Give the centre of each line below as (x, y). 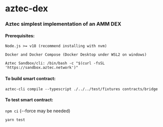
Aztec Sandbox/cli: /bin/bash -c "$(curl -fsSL (55, 63)
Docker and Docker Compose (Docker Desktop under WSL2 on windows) (76, 55)
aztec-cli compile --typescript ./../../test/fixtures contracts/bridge (81, 89)
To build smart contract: (30, 78)
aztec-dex (27, 9)
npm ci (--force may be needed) (38, 111)
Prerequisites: (20, 35)
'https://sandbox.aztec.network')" (42, 68)
